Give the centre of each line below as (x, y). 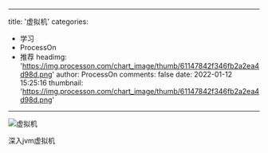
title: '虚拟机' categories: (49, 22)
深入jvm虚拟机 (32, 141)
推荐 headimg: (43, 57)
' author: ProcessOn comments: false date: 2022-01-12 (142, 74)
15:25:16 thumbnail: (51, 83)
